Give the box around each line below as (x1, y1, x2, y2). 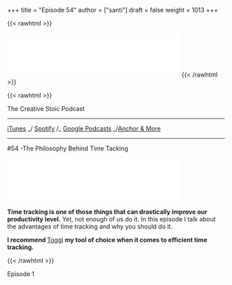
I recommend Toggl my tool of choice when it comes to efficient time (7, 236, 208, 244)
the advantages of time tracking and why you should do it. (7, 222, 173, 230)
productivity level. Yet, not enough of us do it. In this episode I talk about (7, 215, 216, 223)
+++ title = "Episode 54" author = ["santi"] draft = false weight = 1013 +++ (7, 6, 219, 14)
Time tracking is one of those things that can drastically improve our (7, 208, 208, 216)
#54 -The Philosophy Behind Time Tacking (7, 144, 128, 153)
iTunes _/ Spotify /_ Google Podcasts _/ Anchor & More (7, 124, 161, 132)
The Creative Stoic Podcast (7, 105, 85, 112)
